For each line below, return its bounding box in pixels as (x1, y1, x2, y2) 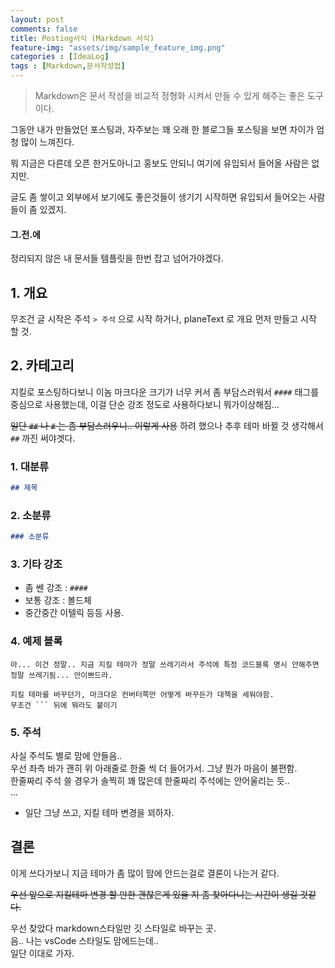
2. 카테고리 (10, 357, 75, 375)
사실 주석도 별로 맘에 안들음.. (10, 750, 123, 762)
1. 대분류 (10, 459, 50, 473)
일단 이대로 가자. (10, 947, 75, 959)
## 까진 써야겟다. (10, 432, 76, 444)
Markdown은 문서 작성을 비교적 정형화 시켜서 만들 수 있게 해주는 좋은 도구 (34, 90, 324, 101)
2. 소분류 (10, 508, 52, 522)
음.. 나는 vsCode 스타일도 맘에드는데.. (10, 934, 160, 946)
